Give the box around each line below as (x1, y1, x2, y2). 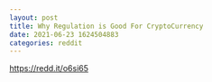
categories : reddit (9, 38, 83, 48)
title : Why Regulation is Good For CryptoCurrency (9, 22, 204, 31)
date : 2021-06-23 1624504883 (9, 30, 119, 39)
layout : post (9, 13, 59, 23)
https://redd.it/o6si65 (9, 63, 88, 74)
